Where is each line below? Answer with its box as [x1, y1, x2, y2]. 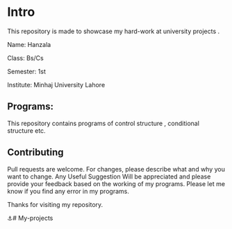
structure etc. [7, 126, 47, 135]
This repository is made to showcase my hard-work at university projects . [7, 27, 220, 35]
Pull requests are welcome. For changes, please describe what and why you [7, 165, 226, 173]
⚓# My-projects [7, 214, 53, 222]
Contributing [7, 147, 64, 158]
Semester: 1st [7, 67, 47, 75]
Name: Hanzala [7, 40, 51, 48]
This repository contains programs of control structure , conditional [7, 119, 200, 127]
